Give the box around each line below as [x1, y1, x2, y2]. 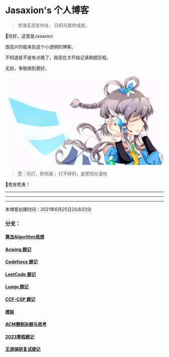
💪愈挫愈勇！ [5, 181, 31, 187]
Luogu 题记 [5, 284, 29, 290]
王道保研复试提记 [5, 346, 41, 352]
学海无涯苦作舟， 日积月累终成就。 [17, 22, 90, 28]
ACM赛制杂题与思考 [5, 321, 47, 327]
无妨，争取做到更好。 [5, 65, 49, 71]
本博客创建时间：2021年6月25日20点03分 [5, 207, 92, 213]
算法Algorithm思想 [5, 233, 44, 240]
